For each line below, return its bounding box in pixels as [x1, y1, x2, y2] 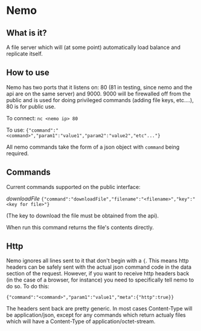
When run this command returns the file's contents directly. [6, 223, 154, 231]
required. [6, 149, 29, 157]
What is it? [6, 28, 47, 38]
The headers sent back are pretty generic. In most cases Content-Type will [6, 305, 193, 312]
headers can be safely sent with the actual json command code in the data [6, 263, 192, 271]
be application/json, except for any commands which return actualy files [6, 312, 186, 319]
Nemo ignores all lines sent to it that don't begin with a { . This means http [6, 257, 189, 265]
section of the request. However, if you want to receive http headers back [6, 270, 190, 277]
